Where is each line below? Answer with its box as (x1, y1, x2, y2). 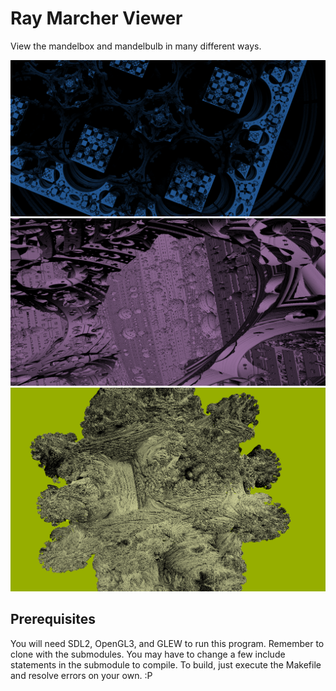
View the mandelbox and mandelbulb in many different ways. (10, 40, 262, 52)
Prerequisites (10, 611, 96, 628)
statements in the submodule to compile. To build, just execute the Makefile (10, 658, 322, 671)
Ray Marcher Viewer (10, 7, 183, 30)
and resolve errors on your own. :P (10, 669, 153, 681)
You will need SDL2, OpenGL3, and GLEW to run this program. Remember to (10, 637, 325, 649)
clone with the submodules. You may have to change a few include (10, 648, 286, 660)
